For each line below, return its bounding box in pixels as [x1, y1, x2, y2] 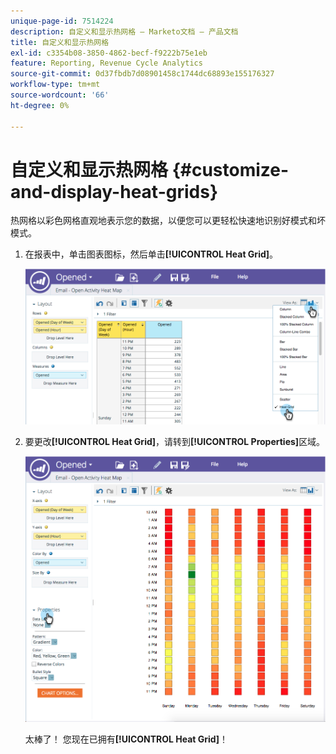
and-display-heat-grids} [10, 180, 219, 203]
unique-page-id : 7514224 [10, 16, 114, 26]
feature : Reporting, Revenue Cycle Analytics [10, 58, 203, 69]
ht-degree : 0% [10, 100, 70, 110]
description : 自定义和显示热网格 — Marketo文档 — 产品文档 [10, 26, 239, 37]
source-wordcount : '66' [10, 90, 110, 100]
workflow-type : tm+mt [10, 80, 101, 90]
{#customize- [171, 158, 290, 181]
